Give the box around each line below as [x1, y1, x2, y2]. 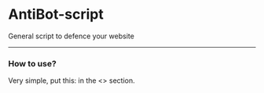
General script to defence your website [8, 31, 135, 41]
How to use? [8, 58, 57, 69]
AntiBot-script [8, 5, 104, 23]
